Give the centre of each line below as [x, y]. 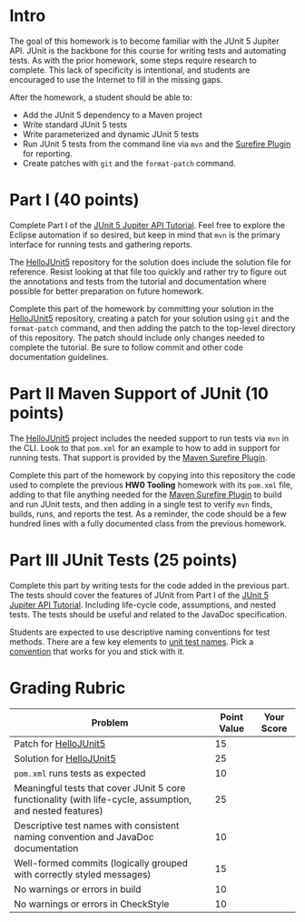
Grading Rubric [68, 688]
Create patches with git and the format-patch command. [129, 163]
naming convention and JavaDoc [84, 837]
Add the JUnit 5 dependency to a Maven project [112, 115]
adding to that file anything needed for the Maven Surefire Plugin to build [146, 494]
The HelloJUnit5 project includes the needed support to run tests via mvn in [149, 438]
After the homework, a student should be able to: [101, 97]
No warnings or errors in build [78, 889]
